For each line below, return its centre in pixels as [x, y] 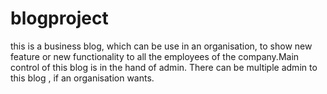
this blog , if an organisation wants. [82, 78]
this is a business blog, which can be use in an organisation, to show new [161, 46]
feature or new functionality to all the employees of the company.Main [155, 56]
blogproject [59, 18]
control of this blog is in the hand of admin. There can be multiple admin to [164, 67]
